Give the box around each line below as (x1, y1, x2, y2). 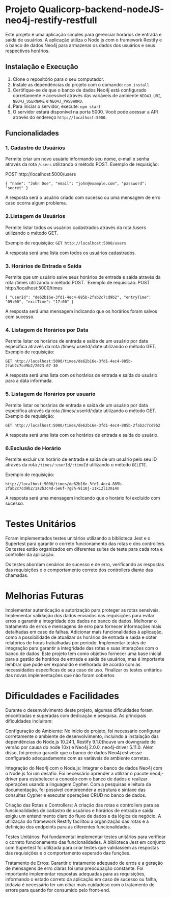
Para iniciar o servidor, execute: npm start (12, 103, 101, 109)
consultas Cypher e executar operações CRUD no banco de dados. (5, 792, 147, 798)
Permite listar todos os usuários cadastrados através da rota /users (5, 224, 146, 231)
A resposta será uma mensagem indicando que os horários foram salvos (5, 308, 158, 315)
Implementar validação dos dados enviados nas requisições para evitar (5, 612, 155, 618)
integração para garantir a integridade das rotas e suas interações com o (5, 645, 158, 651)
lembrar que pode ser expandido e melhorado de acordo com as (5, 661, 141, 667)
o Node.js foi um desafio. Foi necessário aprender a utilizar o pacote (5, 770, 149, 776)
